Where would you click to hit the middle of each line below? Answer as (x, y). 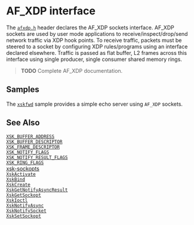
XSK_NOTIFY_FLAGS (28, 152)
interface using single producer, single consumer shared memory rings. (94, 59)
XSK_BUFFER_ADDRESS (30, 136)
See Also (23, 123)
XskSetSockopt (24, 216)
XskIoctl (17, 200)
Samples (23, 90)
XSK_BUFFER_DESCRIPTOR (34, 141)
